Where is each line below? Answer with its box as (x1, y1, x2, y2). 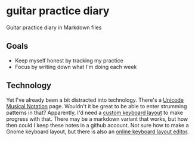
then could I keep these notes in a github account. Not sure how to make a (6, 121, 189, 129)
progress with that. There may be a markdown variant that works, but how (6, 115, 188, 123)
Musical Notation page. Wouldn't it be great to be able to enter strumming (6, 102, 187, 109)
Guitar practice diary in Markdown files (6, 24, 102, 31)
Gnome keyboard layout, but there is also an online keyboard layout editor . (6, 128, 189, 135)
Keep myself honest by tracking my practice (14, 57, 123, 64)
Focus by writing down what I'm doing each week (14, 63, 137, 70)
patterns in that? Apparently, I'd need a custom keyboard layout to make (6, 109, 184, 116)
